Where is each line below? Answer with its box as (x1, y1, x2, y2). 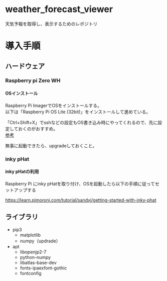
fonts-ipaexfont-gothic (20, 265, 67, 271)
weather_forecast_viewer (5, 4, 113, 15)
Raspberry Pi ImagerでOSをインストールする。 (5, 102, 102, 109)
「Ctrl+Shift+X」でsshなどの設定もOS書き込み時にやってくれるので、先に (5, 119, 158, 125)
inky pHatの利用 (5, 168, 39, 174)
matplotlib (20, 232, 41, 238)
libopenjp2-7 (20, 249, 47, 255)
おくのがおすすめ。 (18, 126, 58, 132)
